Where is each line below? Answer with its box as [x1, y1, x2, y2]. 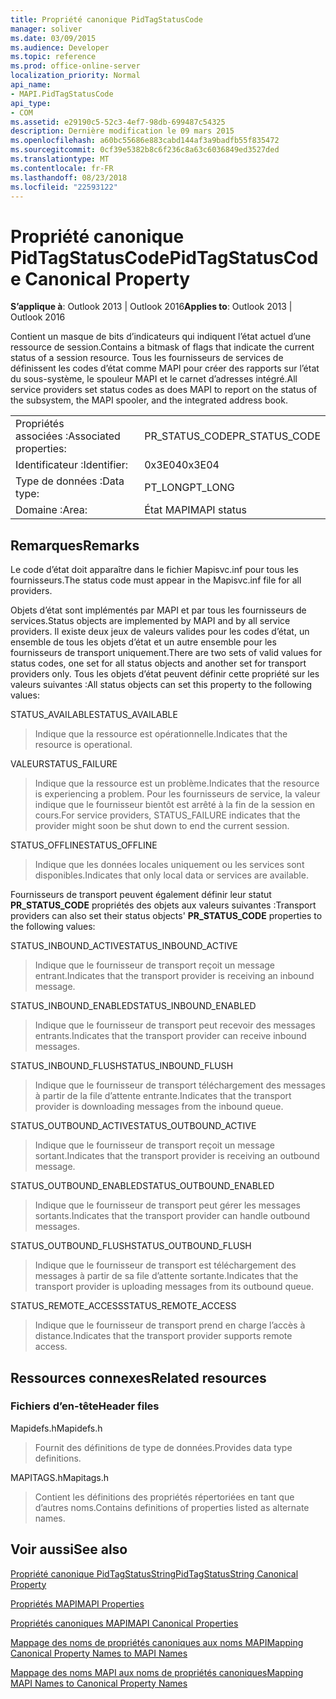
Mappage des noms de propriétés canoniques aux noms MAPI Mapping [10, 1636, 304, 1648]
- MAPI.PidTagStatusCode [10, 89, 114, 99]
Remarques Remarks [10, 537, 140, 554]
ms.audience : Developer [10, 42, 110, 53]
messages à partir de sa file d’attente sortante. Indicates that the [34, 1270, 299, 1282]
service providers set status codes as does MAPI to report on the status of [10, 384, 318, 396]
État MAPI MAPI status [144, 503, 247, 517]
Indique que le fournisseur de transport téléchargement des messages [34, 1079, 326, 1091]
